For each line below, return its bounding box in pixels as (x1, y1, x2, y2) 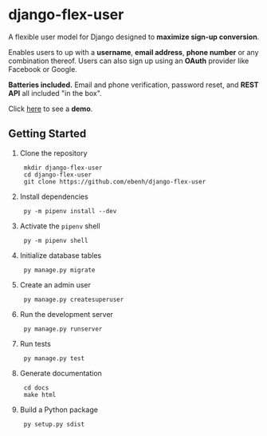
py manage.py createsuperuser (23, 295, 124, 303)
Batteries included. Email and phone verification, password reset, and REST (8, 80, 259, 89)
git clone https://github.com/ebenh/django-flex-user (23, 177, 206, 185)
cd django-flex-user (23, 170, 92, 179)
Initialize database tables (19, 250, 102, 260)
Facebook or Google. (8, 64, 77, 73)
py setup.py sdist (23, 420, 85, 428)
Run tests (19, 339, 52, 348)
